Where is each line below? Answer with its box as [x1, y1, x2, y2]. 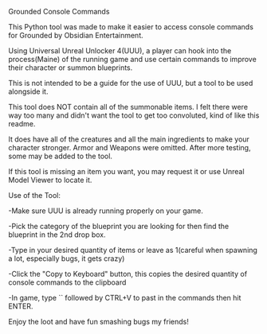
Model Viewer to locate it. [8, 175, 92, 184]
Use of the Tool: [8, 191, 61, 200]
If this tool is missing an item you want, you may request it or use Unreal [8, 167, 245, 176]
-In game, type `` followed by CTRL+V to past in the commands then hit [8, 293, 241, 302]
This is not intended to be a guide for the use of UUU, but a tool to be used [8, 79, 253, 87]
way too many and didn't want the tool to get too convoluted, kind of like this [8, 111, 260, 120]
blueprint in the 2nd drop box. [8, 230, 106, 239]
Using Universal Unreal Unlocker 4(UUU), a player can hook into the [8, 46, 232, 55]
